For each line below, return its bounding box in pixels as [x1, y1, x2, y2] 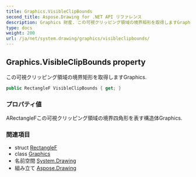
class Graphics [14, 150, 51, 158]
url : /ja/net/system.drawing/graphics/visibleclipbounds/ [6, 36, 150, 41]
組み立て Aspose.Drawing [14, 165, 77, 172]
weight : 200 [6, 30, 35, 36]
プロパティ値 [6, 100, 42, 108]
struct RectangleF [14, 144, 57, 151]
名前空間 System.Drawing [14, 157, 76, 164]
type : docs [6, 25, 33, 31]
